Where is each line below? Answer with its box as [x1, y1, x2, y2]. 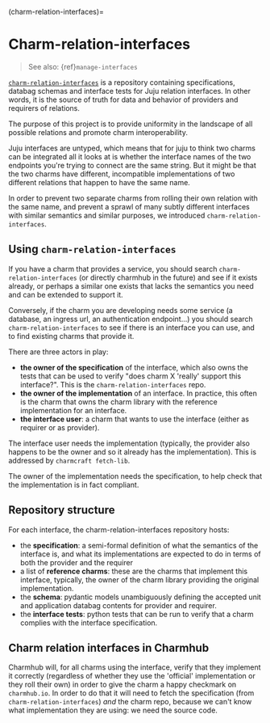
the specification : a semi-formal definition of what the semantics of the [19, 540, 259, 550]
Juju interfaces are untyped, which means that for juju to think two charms [8, 143, 256, 153]
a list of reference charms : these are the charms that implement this [19, 566, 248, 576]
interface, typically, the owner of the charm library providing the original [19, 574, 260, 585]
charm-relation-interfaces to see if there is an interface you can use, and [8, 323, 255, 332]
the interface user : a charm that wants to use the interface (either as [19, 414, 250, 424]
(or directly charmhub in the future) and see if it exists [78, 273, 258, 282]
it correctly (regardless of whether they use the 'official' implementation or [8, 671, 255, 681]
